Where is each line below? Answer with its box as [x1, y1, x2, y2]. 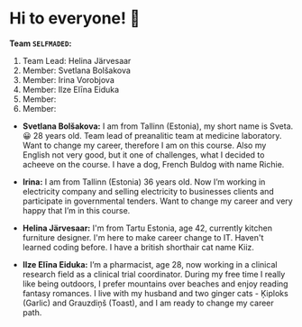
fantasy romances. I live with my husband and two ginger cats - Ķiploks [22, 287, 288, 298]
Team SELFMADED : [9, 38, 72, 49]
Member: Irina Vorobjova [22, 74, 114, 85]
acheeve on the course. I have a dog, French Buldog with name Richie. [22, 159, 285, 169]
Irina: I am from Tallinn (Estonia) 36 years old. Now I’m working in [22, 176, 266, 187]
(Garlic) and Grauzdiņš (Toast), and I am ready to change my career [22, 297, 275, 308]
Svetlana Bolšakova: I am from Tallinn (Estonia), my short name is [22, 121, 269, 132]
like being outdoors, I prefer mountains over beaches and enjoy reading [22, 278, 288, 289]
